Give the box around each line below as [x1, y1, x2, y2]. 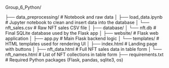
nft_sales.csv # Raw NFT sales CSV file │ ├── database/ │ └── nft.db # [5, 25, 156, 31]
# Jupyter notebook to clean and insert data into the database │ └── [5, 20, 150, 25]
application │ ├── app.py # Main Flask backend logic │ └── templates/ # [5, 35, 159, 41]
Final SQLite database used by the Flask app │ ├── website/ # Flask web [5, 30, 159, 36]
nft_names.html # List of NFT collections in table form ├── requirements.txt [5, 51, 164, 57]
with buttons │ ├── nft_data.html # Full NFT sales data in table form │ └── [5, 46, 162, 52]
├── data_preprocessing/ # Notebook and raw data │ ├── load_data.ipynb [5, 14, 163, 20]
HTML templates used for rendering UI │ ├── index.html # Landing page [5, 41, 157, 47]
